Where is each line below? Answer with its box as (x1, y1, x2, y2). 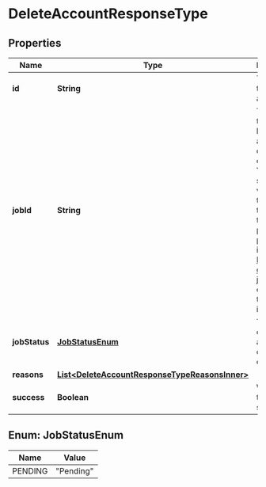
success (12, 392, 45, 402)
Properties (8, 36, 62, 50)
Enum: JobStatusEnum (8, 428, 124, 442)
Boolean (56, 392, 89, 402)
